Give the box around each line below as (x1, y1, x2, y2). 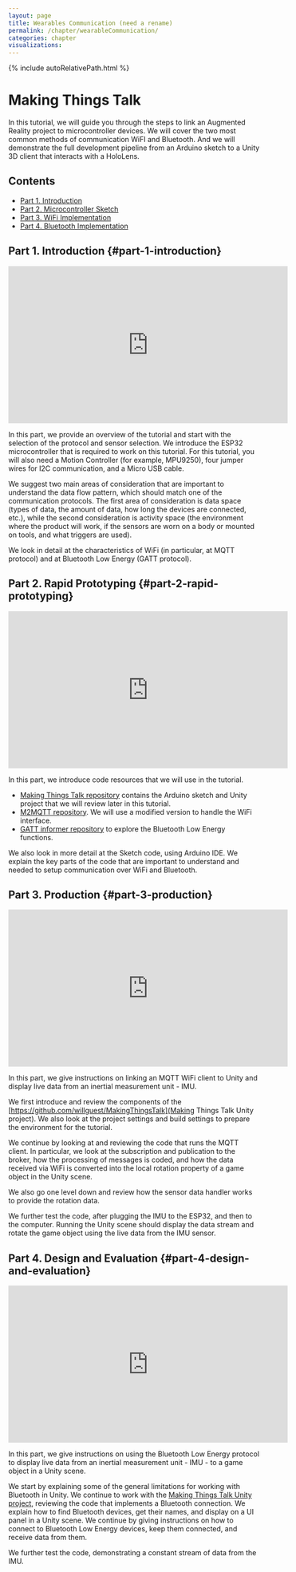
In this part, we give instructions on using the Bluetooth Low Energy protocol (8, 1449, 260, 1459)
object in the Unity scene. (8, 1172, 93, 1182)
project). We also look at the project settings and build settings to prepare (8, 1114, 251, 1124)
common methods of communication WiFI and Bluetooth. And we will (8, 135, 235, 144)
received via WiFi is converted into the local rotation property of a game (8, 1163, 245, 1173)
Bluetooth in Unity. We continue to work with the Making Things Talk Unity (8, 1490, 253, 1500)
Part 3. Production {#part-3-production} (8, 887, 213, 902)
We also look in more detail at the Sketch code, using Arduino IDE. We (8, 847, 238, 858)
